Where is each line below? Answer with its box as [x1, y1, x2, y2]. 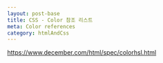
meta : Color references [7, 23, 76, 30]
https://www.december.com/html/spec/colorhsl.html [7, 48, 157, 57]
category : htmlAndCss [7, 29, 70, 37]
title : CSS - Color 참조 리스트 [7, 17, 93, 24]
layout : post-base [7, 10, 60, 17]
